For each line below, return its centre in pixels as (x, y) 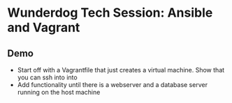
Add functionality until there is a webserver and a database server (113, 85)
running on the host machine (59, 92)
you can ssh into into (48, 77)
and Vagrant (44, 27)
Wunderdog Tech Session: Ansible (110, 13)
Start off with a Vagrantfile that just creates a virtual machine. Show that (121, 70)
